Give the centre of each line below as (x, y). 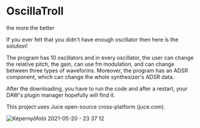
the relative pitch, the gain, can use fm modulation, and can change (90, 64)
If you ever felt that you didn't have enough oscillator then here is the (92, 39)
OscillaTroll (35, 11)
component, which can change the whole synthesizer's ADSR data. (90, 77)
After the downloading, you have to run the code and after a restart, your (97, 88)
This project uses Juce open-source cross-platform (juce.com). (86, 106)
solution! (17, 46)
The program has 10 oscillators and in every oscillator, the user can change (100, 57)
